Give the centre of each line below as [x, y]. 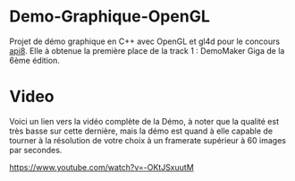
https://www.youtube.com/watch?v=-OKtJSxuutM [101, 167]
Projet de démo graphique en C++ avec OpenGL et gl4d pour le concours [144, 41]
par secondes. [36, 150]
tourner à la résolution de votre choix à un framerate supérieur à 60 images [147, 140]
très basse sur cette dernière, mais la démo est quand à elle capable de [141, 131]
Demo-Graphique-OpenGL [110, 17]
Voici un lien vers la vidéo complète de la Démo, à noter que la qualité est [144, 121]
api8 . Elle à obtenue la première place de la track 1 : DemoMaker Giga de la [147, 50]
